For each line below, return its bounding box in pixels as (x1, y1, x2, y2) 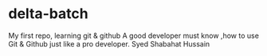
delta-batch (8, 5, 89, 23)
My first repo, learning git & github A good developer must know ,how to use (8, 31, 259, 40)
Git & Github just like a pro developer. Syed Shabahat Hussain (8, 39, 210, 48)
